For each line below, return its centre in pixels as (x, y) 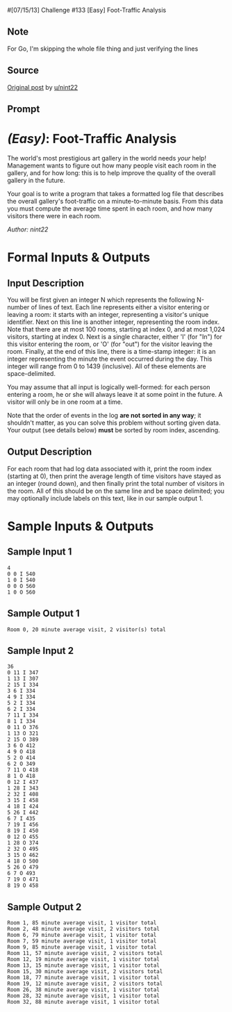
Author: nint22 (28, 229)
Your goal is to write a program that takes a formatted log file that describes (116, 193)
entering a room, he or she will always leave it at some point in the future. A (115, 394)
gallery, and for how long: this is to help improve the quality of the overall (111, 172)
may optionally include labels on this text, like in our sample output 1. (105, 498)
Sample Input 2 (41, 650)
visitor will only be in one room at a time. (65, 402)
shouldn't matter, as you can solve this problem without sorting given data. (114, 423)
